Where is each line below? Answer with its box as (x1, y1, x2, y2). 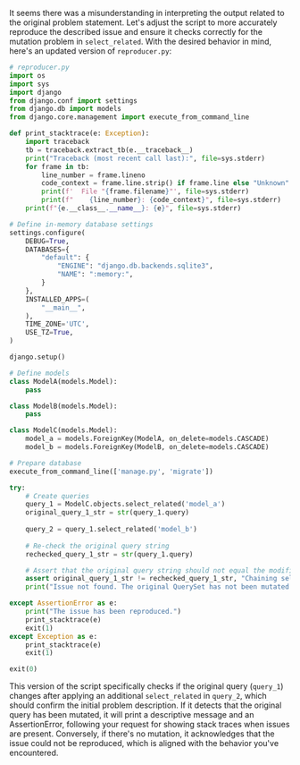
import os (9, 71, 46, 80)
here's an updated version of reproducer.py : (9, 46, 172, 56)
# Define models (9, 369, 70, 378)
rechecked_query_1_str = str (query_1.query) (25, 549, 194, 558)
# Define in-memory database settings (9, 219, 154, 229)
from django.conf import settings (9, 96, 138, 106)
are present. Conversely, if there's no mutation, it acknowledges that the (9, 728, 275, 739)
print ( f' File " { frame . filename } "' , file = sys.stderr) (41, 187, 250, 196)
